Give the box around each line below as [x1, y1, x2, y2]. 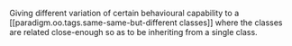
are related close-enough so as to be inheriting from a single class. [9, 27, 259, 37]
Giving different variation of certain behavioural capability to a [9, 8, 240, 18]
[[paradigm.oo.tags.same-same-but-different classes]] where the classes [9, 17, 283, 28]
